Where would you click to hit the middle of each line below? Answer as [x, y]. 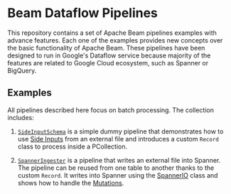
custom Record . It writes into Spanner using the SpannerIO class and [118, 175]
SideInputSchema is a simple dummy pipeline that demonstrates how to [120, 131]
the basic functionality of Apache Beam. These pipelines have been [106, 48]
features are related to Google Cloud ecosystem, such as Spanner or [108, 63]
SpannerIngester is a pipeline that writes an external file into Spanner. [119, 160]
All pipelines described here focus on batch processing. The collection [111, 110]
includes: [21, 117]
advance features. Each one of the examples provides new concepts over [115, 40]
